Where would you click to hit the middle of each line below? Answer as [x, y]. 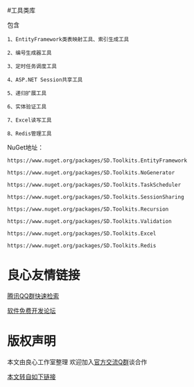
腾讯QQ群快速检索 [33, 296]
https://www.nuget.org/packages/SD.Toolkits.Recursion [88, 209]
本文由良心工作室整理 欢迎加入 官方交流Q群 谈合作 [77, 362]
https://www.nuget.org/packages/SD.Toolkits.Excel [82, 233]
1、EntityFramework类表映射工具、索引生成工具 [68, 40]
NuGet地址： [26, 147]
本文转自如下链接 [32, 377]
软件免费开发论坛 [32, 311]
